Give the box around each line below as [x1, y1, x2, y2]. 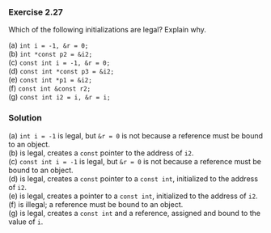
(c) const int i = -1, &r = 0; [8, 57, 111, 67]
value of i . [8, 217, 44, 227]
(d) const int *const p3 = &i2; [8, 66, 115, 76]
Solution [8, 112, 43, 124]
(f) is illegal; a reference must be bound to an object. [8, 199, 184, 209]
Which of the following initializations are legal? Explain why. [8, 25, 206, 35]
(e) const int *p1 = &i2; [8, 75, 93, 85]
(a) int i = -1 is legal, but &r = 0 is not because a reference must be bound [8, 130, 264, 140]
